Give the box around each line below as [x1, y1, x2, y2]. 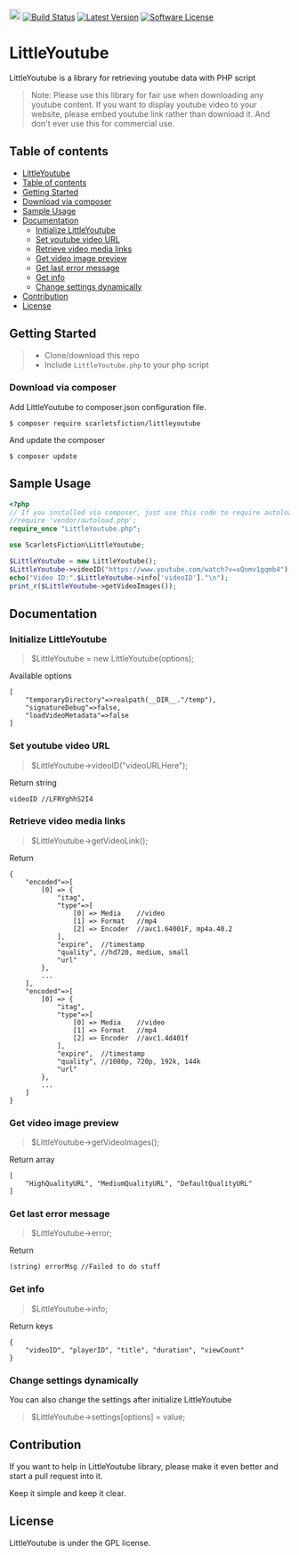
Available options [9, 671, 73, 681]
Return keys [9, 1321, 53, 1331]
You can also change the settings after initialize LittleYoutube [9, 1395, 232, 1405]
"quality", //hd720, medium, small [56, 948, 190, 957]
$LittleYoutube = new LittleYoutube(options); [30, 654, 194, 664]
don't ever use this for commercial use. [30, 118, 175, 128]
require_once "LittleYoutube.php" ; [9, 524, 141, 534]
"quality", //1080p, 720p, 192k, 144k [56, 1057, 201, 1065]
